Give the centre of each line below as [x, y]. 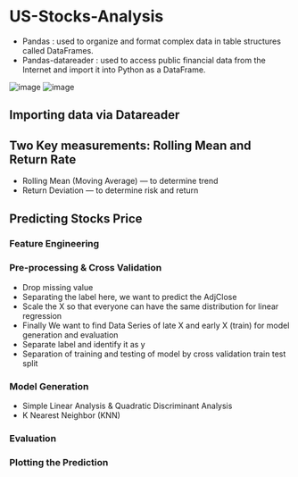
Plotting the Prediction [59, 462]
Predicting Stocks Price [76, 218]
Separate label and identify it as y [83, 344]
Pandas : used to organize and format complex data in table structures [151, 41]
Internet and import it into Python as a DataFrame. [114, 70]
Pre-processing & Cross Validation [86, 268]
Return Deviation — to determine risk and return [110, 190]
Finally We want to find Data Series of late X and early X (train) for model [156, 325]
